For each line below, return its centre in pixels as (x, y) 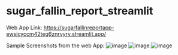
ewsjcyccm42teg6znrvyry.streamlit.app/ (56, 33)
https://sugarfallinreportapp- (79, 27)
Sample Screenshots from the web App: (55, 45)
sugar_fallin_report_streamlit (80, 11)
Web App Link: (24, 27)
